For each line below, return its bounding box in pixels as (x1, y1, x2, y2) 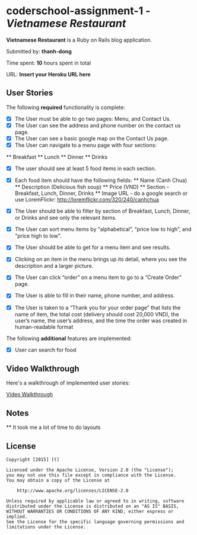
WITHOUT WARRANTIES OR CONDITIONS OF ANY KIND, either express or (6, 508, 174, 515)
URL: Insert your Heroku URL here (6, 71, 91, 78)
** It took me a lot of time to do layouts (6, 424, 101, 431)
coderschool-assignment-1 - (6, 4, 151, 18)
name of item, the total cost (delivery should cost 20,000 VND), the (14, 310, 179, 318)
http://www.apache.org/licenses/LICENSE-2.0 (17, 488, 129, 494)
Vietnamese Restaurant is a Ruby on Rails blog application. (6, 36, 152, 43)
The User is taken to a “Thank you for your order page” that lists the (14, 304, 181, 311)
